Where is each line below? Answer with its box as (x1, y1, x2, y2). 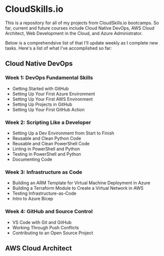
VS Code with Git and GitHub (12, 219, 72, 225)
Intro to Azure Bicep (12, 196, 54, 202)
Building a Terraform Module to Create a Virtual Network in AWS (12, 185, 144, 191)
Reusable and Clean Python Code (12, 135, 81, 141)
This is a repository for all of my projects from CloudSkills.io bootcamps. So (5, 20, 160, 26)
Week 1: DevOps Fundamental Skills (5, 74, 93, 81)
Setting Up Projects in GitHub (12, 101, 73, 107)
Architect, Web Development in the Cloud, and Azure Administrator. (5, 30, 143, 36)
